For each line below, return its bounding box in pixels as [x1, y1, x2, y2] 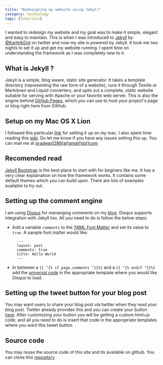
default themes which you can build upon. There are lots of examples [5, 177, 144, 183]
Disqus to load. [12, 275, 43, 280]
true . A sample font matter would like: [12, 229, 89, 235]
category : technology [5, 12, 49, 17]
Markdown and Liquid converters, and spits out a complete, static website [5, 87, 153, 93]
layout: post [17, 243, 43, 248]
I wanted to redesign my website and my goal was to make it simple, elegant [5, 30, 158, 35]
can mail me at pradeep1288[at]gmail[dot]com [5, 140, 98, 146]
